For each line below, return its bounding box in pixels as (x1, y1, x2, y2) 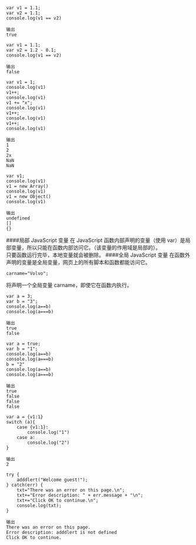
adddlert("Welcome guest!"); (16, 477, 88, 483)
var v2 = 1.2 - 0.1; (6, 47, 57, 53)
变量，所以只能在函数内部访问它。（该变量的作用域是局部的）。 (11, 244, 161, 251)
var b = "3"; (6, 298, 38, 304)
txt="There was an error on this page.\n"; (16, 487, 125, 493)
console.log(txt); (16, 503, 62, 509)
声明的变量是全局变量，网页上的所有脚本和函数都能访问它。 (6, 259, 151, 265)
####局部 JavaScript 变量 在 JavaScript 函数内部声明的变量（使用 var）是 (6, 237, 185, 244)
